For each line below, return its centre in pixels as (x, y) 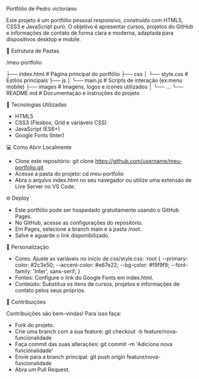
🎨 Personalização (28, 247)
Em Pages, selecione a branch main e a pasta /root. (78, 229)
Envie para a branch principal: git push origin (70, 357)
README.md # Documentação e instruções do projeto (73, 93)
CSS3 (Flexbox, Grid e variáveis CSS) (61, 123)
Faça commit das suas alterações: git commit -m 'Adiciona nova (94, 344)
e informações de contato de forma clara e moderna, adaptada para (90, 33)
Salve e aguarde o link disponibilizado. (62, 235)
